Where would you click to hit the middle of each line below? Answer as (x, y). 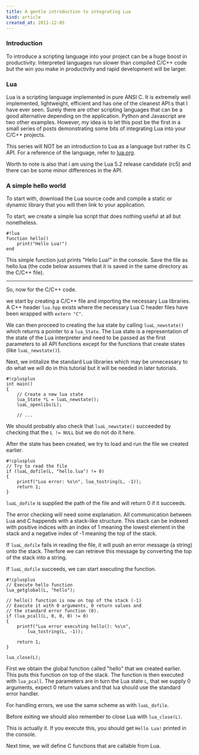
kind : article (24, 17)
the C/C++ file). (25, 272)
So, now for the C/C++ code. (41, 290)
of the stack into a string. (36, 558)
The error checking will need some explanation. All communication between (99, 515)
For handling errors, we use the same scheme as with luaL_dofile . (88, 705)
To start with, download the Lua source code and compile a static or (89, 198)
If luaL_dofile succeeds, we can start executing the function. (81, 569)
